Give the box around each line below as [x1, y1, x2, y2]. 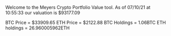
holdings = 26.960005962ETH [5, 25, 70, 31]
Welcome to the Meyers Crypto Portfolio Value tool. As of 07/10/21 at [5, 5, 150, 10]
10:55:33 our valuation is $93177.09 [5, 10, 81, 16]
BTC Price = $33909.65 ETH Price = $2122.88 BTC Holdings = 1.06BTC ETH [5, 20, 166, 25]
